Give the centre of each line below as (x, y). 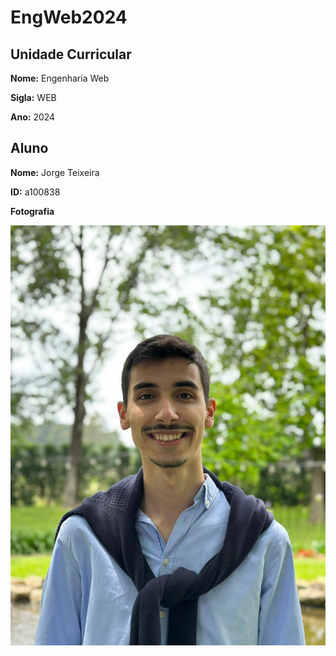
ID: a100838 (35, 192)
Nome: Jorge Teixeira (55, 172)
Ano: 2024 (33, 117)
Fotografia (32, 211)
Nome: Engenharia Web (60, 78)
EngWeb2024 (69, 17)
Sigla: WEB (33, 97)
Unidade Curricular (71, 54)
